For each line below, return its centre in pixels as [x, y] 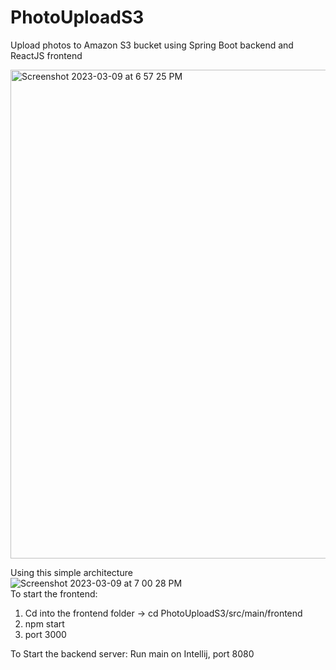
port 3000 [45, 634]
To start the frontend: [54, 593]
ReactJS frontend [46, 55]
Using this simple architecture [71, 572]
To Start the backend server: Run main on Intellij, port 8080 [132, 653]
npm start [44, 623]
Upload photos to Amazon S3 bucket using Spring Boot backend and [152, 45]
